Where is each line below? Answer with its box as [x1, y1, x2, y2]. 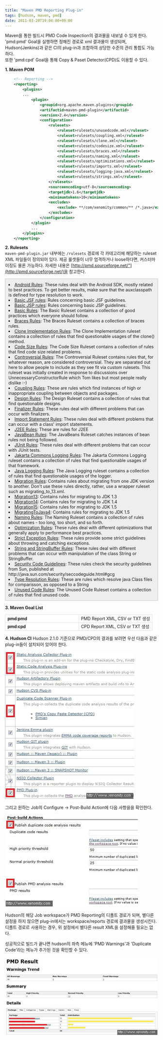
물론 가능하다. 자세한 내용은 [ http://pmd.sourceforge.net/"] [17, 263, 132, 269]
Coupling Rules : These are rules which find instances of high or [14, 385, 142, 391]
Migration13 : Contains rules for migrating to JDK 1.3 [14, 494, 117, 500]
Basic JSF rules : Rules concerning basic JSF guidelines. [14, 297, 127, 303]
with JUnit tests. [8, 447, 41, 453]
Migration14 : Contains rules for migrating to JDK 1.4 [14, 499, 117, 505]
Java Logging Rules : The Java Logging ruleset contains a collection [14, 468, 149, 474]
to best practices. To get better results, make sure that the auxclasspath [8, 287, 152, 293]
